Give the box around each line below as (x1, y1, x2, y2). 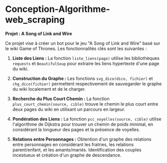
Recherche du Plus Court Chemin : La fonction (12, 96, 110, 102)
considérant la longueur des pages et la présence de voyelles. (12, 126, 141, 133)
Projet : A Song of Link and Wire (5, 30, 72, 36)
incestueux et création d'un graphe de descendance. (12, 152, 122, 158)
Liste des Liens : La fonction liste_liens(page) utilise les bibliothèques (12, 55, 160, 61)
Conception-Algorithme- (5, 3, 111, 15)
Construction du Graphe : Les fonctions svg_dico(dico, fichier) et (12, 75, 153, 81)
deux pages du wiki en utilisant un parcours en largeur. (12, 106, 126, 112)
